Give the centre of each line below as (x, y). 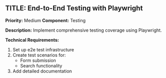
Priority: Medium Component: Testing (46, 20)
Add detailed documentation (42, 71)
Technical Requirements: (32, 40)
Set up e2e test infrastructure (43, 49)
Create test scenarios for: (39, 55)
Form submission (38, 60)
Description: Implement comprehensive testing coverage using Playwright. (84, 30)
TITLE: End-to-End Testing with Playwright (74, 8)
